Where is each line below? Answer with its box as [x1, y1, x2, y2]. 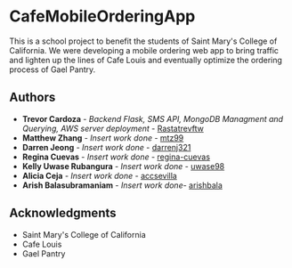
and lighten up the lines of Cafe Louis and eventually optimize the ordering [9, 54, 283, 65]
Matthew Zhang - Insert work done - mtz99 [21, 132, 184, 143]
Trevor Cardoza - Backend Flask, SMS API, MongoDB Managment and [21, 113, 283, 124]
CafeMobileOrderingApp [9, 6, 196, 27]
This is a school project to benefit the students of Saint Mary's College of [9, 36, 278, 46]
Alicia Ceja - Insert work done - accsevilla [21, 170, 178, 181]
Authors [9, 90, 56, 105]
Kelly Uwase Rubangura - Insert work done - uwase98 [21, 160, 225, 171]
